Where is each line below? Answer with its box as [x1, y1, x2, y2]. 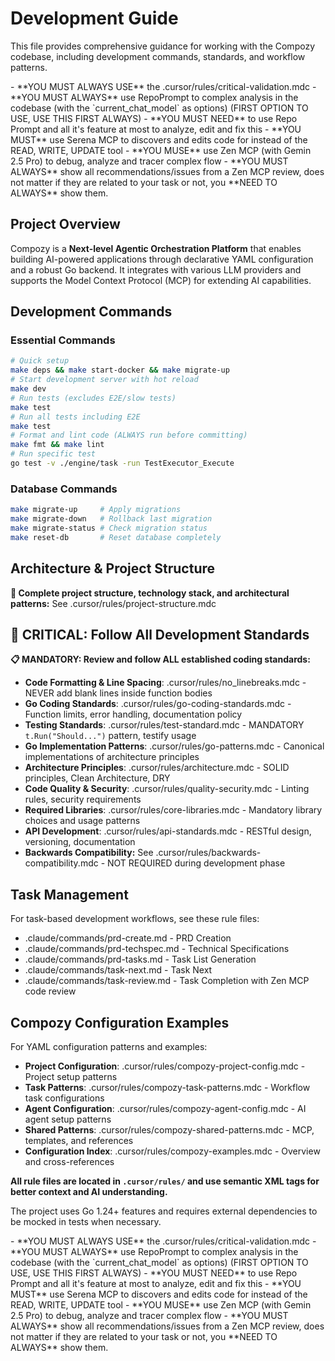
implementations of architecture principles [24, 751, 200, 763]
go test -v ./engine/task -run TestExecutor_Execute [10, 458, 235, 469]
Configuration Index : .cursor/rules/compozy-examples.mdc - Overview [24, 1145, 321, 1157]
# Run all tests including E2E [10, 412, 141, 422]
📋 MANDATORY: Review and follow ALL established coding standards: [10, 653, 311, 666]
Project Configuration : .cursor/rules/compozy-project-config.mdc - [24, 1060, 306, 1072]
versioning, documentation [24, 836, 136, 848]
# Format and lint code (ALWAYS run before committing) [10, 430, 248, 441]
